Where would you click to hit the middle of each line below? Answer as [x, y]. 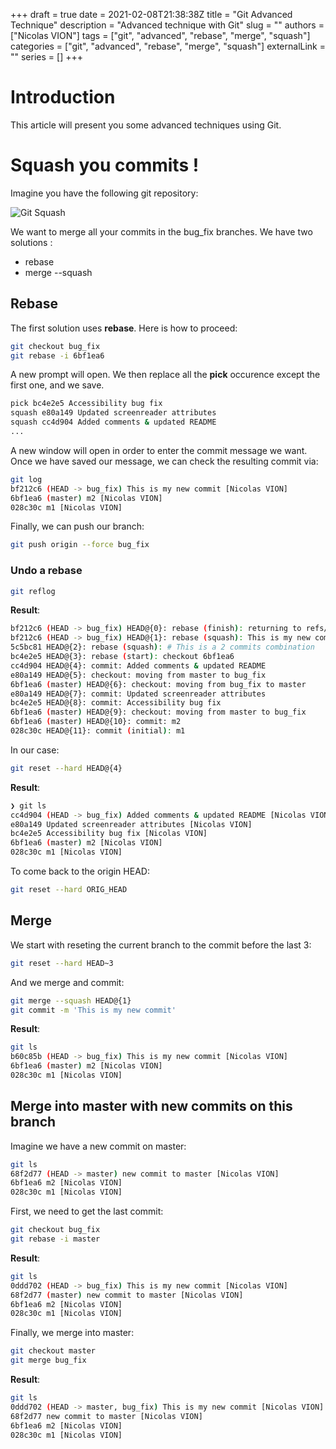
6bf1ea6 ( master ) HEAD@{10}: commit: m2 [96, 722]
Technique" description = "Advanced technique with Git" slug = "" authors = [167, 25]
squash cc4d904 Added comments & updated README [113, 422]
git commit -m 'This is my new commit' [93, 1010]
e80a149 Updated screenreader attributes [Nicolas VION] [131, 824]
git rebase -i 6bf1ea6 [57, 355]
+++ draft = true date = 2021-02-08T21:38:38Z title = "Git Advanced [151, 14]
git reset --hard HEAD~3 [62, 963]
